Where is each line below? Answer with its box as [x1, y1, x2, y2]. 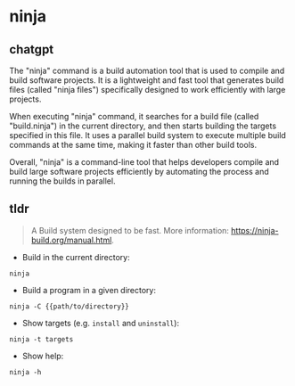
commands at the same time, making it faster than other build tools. [9, 140, 257, 150]
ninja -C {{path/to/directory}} [9, 301, 129, 311]
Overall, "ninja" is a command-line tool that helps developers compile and [9, 157, 279, 167]
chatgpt [9, 42, 54, 57]
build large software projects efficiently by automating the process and [9, 167, 269, 177]
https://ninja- [231, 225, 279, 235]
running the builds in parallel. [9, 176, 116, 186]
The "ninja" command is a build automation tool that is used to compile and [9, 65, 285, 76]
